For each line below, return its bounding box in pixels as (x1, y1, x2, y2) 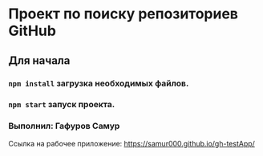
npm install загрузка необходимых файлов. (8, 78, 189, 89)
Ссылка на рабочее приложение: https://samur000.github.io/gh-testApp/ (8, 138, 255, 148)
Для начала (8, 54, 71, 67)
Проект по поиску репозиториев (8, 5, 239, 23)
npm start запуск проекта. (8, 99, 115, 110)
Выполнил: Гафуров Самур (8, 121, 120, 132)
